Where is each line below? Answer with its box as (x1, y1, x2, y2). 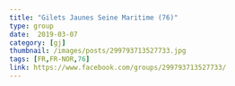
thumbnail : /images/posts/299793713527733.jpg (9, 47, 187, 56)
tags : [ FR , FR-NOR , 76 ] (9, 55, 91, 64)
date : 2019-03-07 (9, 30, 78, 39)
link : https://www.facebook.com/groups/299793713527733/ (9, 64, 227, 73)
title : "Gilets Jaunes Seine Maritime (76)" (9, 13, 178, 22)
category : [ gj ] (9, 38, 66, 47)
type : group (9, 21, 54, 30)
